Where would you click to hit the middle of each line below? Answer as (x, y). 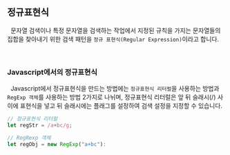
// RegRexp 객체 (29, 138)
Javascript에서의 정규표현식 (52, 72)
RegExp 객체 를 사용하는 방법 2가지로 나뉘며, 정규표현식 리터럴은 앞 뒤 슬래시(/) (112, 97)
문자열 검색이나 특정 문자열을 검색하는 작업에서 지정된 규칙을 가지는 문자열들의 (115, 30)
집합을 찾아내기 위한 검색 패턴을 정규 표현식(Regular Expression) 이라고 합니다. (113, 39)
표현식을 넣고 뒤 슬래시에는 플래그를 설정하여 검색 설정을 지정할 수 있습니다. (121, 106)
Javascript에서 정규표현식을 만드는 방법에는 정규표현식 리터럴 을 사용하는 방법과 (115, 89)
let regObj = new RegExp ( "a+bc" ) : (57, 144)
